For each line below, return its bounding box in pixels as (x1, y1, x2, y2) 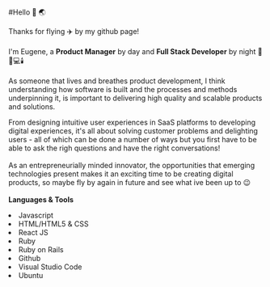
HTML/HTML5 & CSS (19, 219, 89, 229)
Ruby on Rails (19, 245, 64, 254)
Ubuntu (19, 271, 44, 280)
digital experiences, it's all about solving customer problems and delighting (8, 126, 259, 136)
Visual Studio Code (19, 262, 82, 272)
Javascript (19, 210, 54, 220)
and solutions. (8, 102, 56, 112)
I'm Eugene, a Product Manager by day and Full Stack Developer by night (8, 47, 256, 56)
